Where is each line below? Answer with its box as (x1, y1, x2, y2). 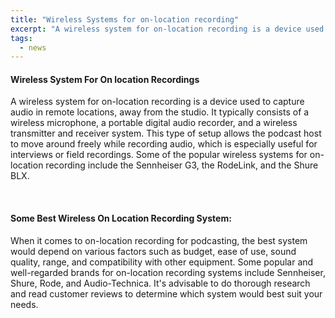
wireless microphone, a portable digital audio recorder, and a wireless (10, 117, 298, 129)
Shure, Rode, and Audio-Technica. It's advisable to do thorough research (10, 277, 311, 289)
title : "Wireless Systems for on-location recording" (10, 14, 240, 25)
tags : (10, 33, 33, 43)
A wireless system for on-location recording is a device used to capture (10, 96, 305, 108)
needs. (10, 298, 39, 310)
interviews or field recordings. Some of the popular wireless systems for (10, 149, 308, 161)
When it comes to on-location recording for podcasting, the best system (10, 234, 308, 246)
